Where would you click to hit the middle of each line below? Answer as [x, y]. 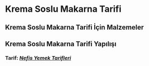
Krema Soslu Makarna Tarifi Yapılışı [61, 44]
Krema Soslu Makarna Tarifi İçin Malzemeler [74, 27]
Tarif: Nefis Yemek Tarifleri [38, 58]
